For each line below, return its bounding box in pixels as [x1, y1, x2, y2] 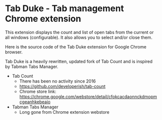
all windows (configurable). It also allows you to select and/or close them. [5, 34, 152, 40]
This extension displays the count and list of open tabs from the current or [5, 29, 154, 35]
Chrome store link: [19, 88, 57, 94]
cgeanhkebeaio [19, 99, 51, 104]
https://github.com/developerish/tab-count [19, 83, 106, 89]
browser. [5, 49, 23, 55]
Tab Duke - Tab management [5, 3, 124, 14]
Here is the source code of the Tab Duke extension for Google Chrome [5, 44, 147, 50]
